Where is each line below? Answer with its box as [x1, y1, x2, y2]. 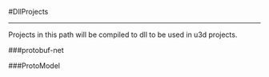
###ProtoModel [8, 61, 60, 71]
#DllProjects [8, 7, 49, 16]
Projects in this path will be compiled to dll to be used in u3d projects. [8, 30, 238, 39]
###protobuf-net [8, 46, 64, 55]
